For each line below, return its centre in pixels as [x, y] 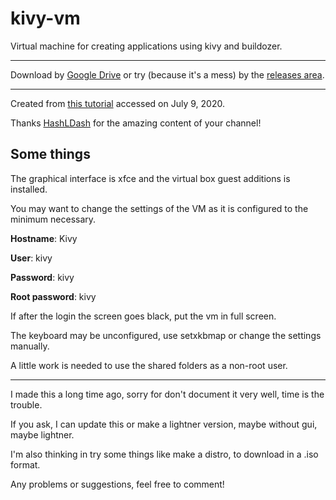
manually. [30, 346]
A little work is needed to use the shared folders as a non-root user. [149, 365]
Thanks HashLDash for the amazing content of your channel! [136, 123]
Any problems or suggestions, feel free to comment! [117, 484]
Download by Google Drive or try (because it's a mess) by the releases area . [167, 74]
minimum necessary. [53, 219]
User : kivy [31, 258]
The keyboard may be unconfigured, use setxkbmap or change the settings [166, 335]
